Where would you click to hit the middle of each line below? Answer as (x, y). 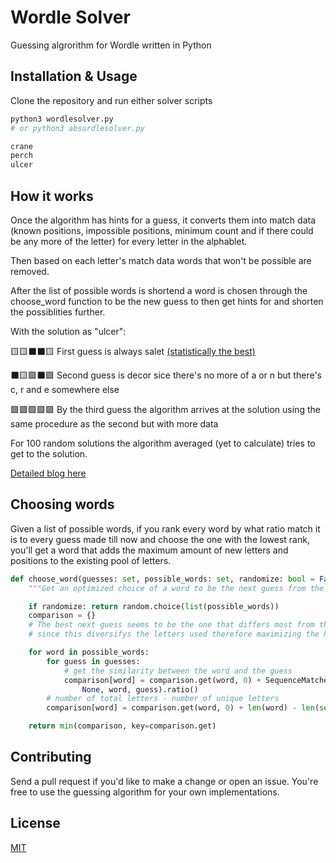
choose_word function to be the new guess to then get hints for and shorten (167, 301)
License (35, 823)
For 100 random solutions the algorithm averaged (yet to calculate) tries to (163, 443)
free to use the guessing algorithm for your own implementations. (145, 792)
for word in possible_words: (89, 652)
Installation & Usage (74, 76)
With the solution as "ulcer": (68, 331)
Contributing (51, 757)
